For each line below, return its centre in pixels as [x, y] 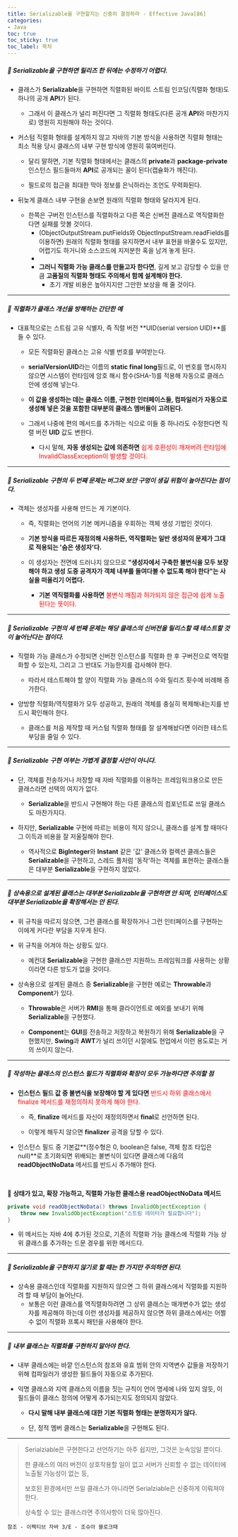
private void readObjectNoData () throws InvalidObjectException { [107, 1207]
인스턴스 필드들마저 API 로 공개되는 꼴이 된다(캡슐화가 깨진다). [113, 170]
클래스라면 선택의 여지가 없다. [58, 788]
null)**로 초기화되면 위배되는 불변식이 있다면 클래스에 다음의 [101, 1156]
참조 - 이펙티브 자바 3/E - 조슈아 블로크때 [63, 1527]
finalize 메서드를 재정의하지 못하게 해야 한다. [79, 1102]
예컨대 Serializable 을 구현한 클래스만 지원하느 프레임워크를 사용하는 [122, 960]
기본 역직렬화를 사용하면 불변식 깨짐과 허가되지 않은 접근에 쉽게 [125, 594]
